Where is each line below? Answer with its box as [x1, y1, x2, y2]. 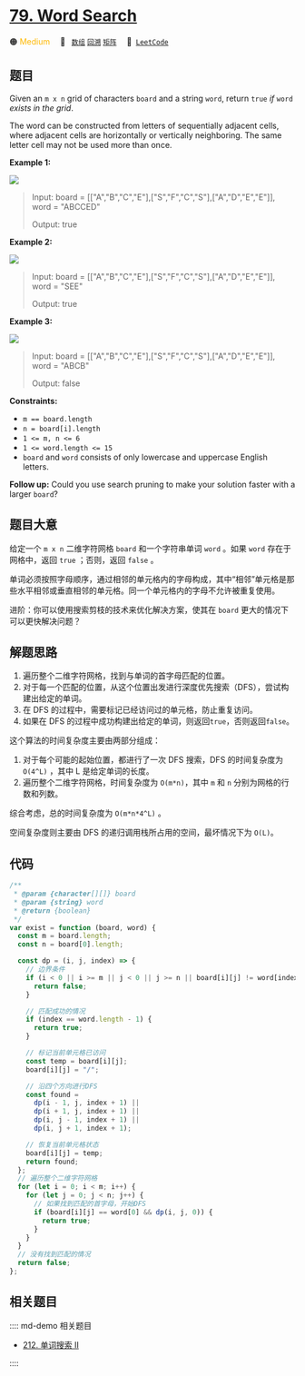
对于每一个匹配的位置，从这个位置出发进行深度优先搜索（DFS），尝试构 [22, 682, 290, 693]
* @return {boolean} [13, 906, 92, 916]
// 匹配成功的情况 [25, 1006, 86, 1015]
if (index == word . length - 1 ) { [25, 1015, 152, 1025]
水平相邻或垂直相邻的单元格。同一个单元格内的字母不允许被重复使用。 [16, 585, 280, 596]
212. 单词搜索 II [22, 1339, 79, 1350]
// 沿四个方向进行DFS [25, 1082, 98, 1091]
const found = [25, 1090, 79, 1099]
